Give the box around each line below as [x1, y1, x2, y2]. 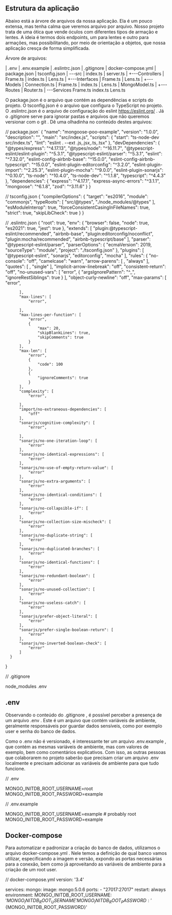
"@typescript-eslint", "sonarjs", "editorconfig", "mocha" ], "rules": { [5, 252, 148, 259]
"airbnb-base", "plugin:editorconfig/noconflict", [53, 230, 154, 237]
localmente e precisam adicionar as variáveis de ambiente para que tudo [5, 760, 159, 766]
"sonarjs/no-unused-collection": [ [18, 586, 95, 592]
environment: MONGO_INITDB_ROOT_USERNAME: [5, 892, 112, 898]
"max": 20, [37, 326, 61, 331]
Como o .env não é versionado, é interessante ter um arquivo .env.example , [5, 738, 167, 744]
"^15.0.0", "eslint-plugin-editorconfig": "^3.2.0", [31, 162, 131, 168]
